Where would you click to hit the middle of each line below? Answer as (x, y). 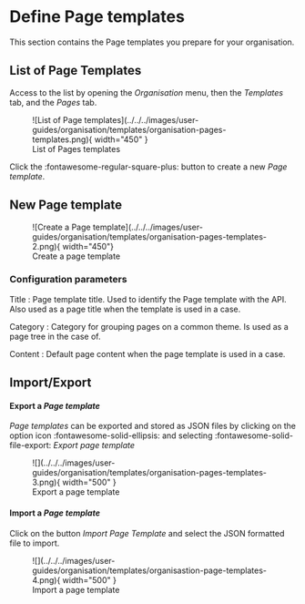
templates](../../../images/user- (142, 119)
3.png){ (46, 482)
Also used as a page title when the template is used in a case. (125, 309)
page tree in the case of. (55, 336)
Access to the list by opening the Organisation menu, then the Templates (147, 92)
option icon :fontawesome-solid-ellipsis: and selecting (111, 435)
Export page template (94, 445)
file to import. (35, 543)
